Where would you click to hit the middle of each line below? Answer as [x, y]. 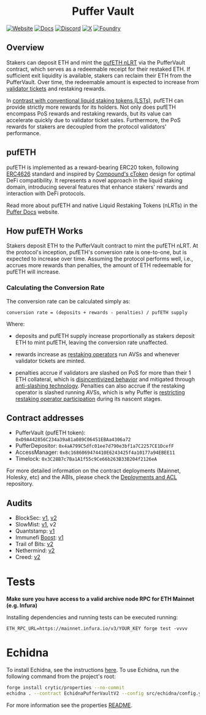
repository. [20, 484]
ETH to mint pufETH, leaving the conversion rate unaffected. [91, 342]
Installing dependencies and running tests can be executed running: [92, 617]
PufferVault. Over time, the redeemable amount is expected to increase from [103, 82]
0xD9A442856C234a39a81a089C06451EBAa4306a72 [73, 440]
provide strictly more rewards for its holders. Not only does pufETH [91, 107]
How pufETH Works [45, 231]
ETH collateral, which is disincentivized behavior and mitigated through [105, 379]
